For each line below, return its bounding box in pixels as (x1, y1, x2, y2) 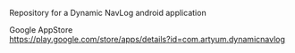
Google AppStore (9, 25, 73, 34)
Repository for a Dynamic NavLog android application (9, 8, 207, 18)
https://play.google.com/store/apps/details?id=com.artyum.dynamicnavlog (9, 34, 286, 44)
